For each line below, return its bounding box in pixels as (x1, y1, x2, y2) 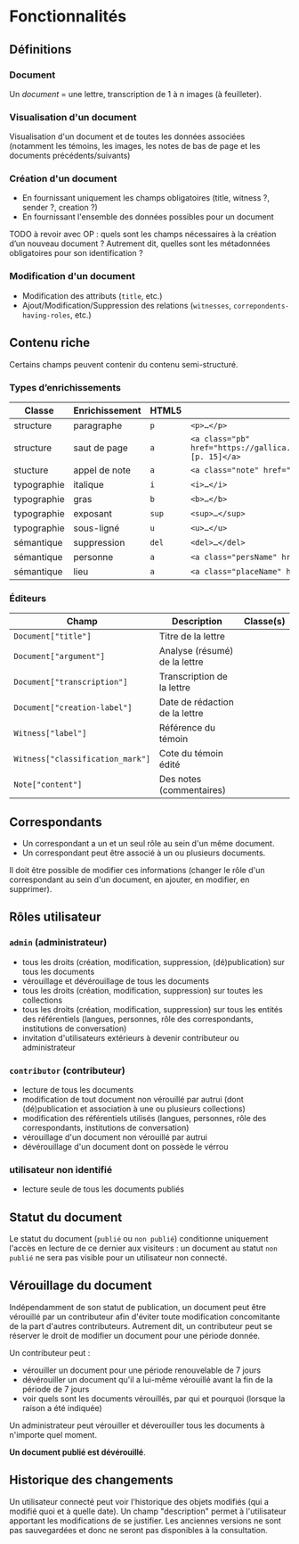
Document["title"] (13, 632, 92, 641)
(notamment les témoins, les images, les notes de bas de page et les (9, 141, 261, 152)
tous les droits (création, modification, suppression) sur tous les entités (21, 1003, 283, 1014)
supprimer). (9, 883, 53, 894)
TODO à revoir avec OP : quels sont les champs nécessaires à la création (9, 229, 277, 240)
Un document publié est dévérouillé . (9, 1447, 146, 1457)
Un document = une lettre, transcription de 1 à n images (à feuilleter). (9, 88, 263, 99)
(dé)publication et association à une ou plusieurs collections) (21, 1103, 246, 1114)
